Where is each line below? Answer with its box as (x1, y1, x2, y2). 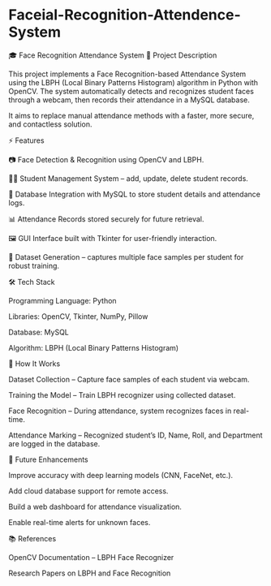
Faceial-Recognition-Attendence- (8, 6, 241, 24)
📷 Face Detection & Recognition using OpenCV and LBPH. (8, 154, 204, 164)
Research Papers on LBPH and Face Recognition (8, 568, 171, 578)
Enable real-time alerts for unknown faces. (8, 517, 151, 527)
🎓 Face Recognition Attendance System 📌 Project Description (8, 50, 217, 60)
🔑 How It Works (8, 359, 61, 368)
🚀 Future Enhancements (8, 455, 88, 464)
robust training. (8, 261, 59, 270)
